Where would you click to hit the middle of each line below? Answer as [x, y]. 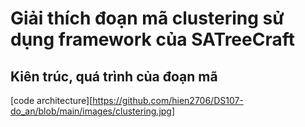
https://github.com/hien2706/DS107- [168, 100]
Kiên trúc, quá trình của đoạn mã [114, 76]
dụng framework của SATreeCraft [152, 39]
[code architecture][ [51, 100]
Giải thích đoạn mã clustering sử [147, 18]
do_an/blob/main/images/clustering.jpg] [93, 111]
